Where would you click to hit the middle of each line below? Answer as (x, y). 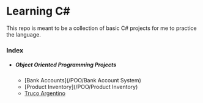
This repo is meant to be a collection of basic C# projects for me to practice (102, 28)
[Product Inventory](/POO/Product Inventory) (81, 87)
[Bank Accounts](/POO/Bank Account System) (83, 80)
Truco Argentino (45, 93)
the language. (24, 34)
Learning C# (38, 11)
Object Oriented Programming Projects (66, 65)
